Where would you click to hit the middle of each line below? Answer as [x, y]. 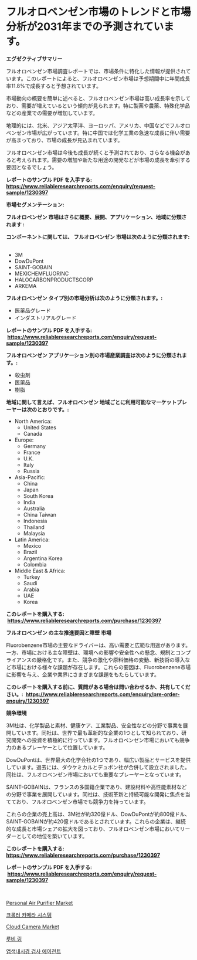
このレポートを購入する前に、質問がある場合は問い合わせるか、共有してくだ [98, 687]
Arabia [31, 589]
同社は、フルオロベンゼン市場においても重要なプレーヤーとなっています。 [95, 774]
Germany [34, 446]
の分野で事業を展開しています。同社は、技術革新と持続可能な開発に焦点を [96, 794]
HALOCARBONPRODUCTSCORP [54, 280]
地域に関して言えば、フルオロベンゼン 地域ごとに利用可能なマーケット [91, 402]
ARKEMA [26, 286]
